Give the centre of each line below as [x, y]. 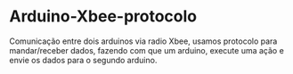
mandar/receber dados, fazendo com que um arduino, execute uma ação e [147, 50]
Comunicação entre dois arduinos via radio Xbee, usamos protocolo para [143, 41]
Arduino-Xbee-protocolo [103, 16]
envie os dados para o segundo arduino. [83, 60]
